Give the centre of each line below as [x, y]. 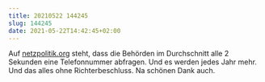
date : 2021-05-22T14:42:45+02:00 [65, 31]
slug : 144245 [30, 23]
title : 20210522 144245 [48, 16]
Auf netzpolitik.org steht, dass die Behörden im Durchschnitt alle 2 [119, 54]
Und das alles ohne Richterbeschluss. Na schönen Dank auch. [112, 71]
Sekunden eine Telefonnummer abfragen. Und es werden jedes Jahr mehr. [132, 62]
